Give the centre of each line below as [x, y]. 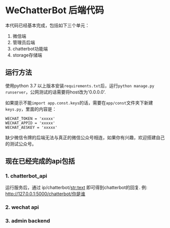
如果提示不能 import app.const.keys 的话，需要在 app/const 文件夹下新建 [79, 103]
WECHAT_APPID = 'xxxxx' [30, 123]
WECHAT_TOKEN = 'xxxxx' [30, 119]
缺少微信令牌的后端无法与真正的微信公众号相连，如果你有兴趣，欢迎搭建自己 [85, 138]
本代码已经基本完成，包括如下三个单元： [47, 25]
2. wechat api [22, 207]
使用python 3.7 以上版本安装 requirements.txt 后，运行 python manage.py [80, 85]
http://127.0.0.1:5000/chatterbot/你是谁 [45, 194]
